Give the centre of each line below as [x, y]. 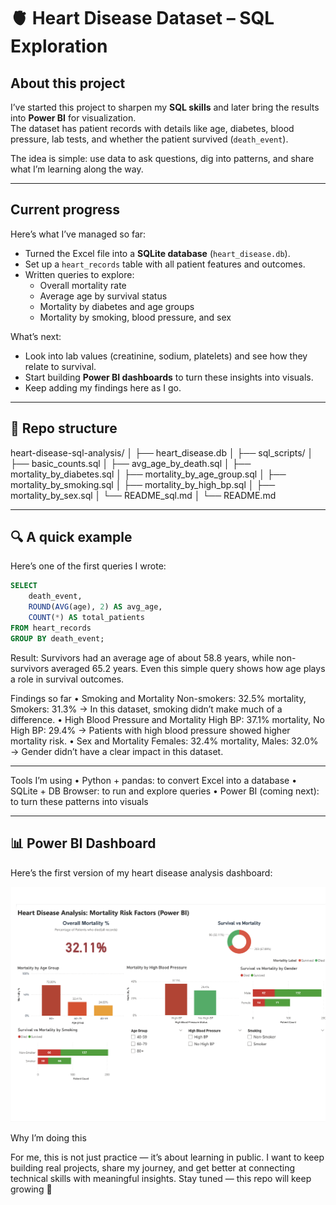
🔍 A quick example [71, 537]
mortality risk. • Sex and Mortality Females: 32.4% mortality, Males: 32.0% [164, 741]
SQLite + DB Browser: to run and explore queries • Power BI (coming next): [165, 791]
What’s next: [36, 336]
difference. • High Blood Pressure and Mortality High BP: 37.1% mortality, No [168, 719]
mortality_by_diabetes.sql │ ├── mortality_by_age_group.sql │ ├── [148, 474]
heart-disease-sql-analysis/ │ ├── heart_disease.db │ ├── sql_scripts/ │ [162, 452]
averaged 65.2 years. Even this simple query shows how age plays [188, 668]
